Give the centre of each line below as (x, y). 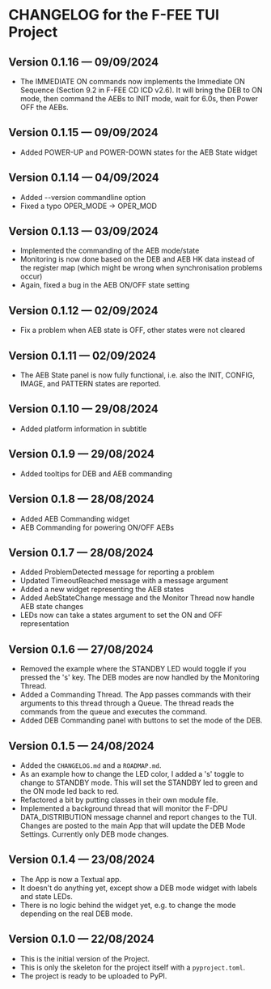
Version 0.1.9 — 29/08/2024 (82, 454)
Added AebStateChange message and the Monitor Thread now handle (137, 598)
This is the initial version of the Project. (85, 958)
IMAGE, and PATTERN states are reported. (90, 384)
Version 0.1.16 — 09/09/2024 (84, 62)
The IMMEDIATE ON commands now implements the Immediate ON (132, 81)
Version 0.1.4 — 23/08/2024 (82, 860)
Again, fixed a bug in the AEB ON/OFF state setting (105, 285)
